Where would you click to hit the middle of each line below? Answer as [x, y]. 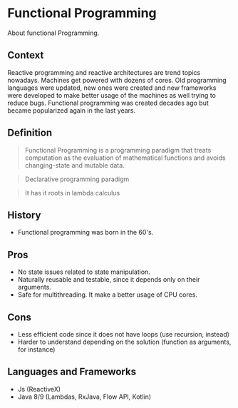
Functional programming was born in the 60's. [86, 233]
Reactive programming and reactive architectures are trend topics [104, 72]
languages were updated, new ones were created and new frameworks [112, 88]
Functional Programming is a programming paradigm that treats [118, 150]
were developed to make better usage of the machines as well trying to [112, 95]
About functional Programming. [53, 33]
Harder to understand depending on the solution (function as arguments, [124, 342]
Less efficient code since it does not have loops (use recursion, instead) [124, 334]
